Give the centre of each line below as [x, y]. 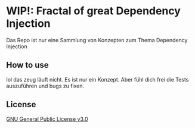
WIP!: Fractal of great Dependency [93, 11]
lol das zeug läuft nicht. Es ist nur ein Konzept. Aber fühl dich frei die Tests [97, 79]
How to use [27, 65]
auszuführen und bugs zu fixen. [45, 86]
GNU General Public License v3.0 [47, 119]
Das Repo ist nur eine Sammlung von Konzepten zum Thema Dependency [97, 40]
